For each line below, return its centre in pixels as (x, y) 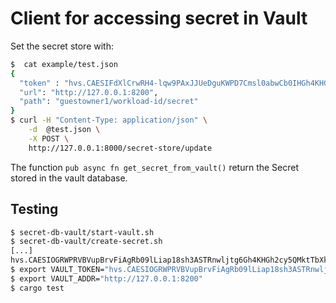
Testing (34, 209)
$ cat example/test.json (64, 64)
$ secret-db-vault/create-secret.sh (86, 242)
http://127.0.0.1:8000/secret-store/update (120, 148)
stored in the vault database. (69, 178)
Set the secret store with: (62, 46)
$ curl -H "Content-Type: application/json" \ (109, 120)
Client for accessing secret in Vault (159, 18)
